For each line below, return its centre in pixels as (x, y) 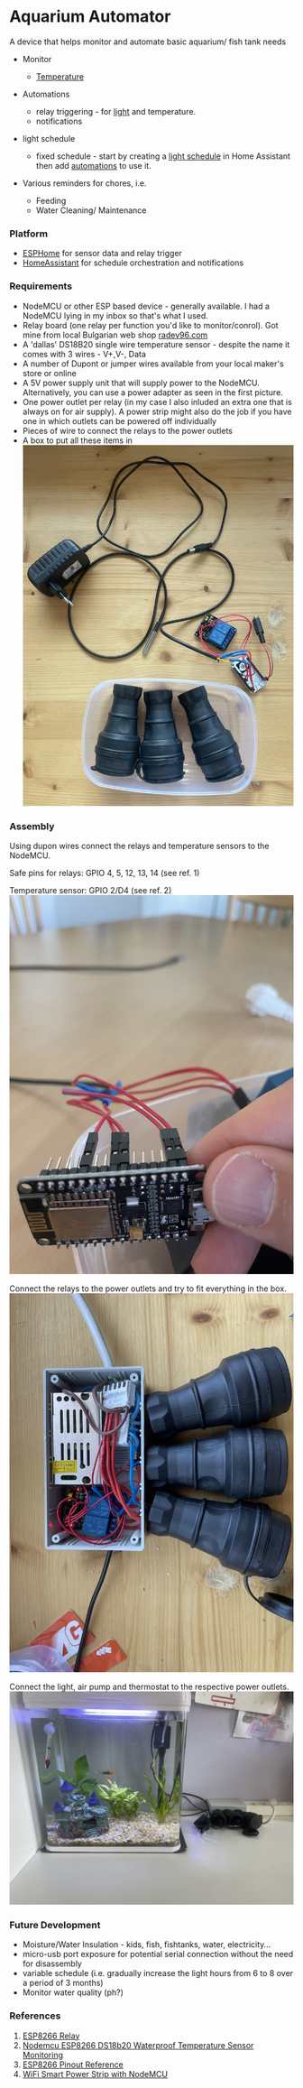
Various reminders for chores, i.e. (84, 183)
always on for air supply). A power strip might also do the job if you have (157, 411)
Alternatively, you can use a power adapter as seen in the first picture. (153, 392)
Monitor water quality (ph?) (73, 1992)
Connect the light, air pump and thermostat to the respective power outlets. (149, 1687)
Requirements (41, 286)
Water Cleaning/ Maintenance (91, 210)
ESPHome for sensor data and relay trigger (102, 254)
